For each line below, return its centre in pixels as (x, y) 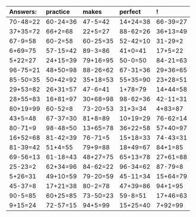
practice (58, 12)
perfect (130, 12)
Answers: (23, 12)
